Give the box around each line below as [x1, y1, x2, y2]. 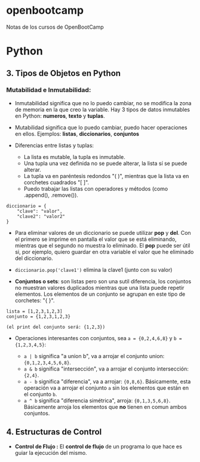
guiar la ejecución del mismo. [14, 449, 88, 456]
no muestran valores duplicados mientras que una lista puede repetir [14, 284, 184, 291]
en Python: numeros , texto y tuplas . [14, 112, 106, 120]
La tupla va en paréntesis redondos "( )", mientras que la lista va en [23, 172, 189, 179]
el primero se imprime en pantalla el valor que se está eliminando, [14, 235, 177, 243]
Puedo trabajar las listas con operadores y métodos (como [23, 185, 168, 192]
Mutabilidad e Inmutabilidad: [6, 86, 91, 94]
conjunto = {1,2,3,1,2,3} [6, 313, 70, 320]
